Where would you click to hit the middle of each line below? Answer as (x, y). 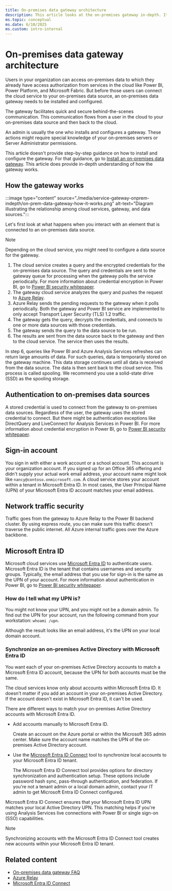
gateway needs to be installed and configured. (54, 102)
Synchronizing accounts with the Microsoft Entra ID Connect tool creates (82, 838)
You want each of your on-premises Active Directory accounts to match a (83, 667)
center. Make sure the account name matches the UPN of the (77, 739)
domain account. (23, 636)
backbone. (17, 535)
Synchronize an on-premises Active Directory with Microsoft (82, 649)
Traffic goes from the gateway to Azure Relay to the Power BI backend (79, 518)
